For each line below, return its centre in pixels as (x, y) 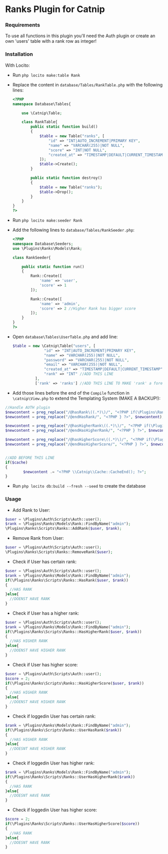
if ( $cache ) (16, 462)
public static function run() (53, 267)
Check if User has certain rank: (44, 561)
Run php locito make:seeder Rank (47, 220)
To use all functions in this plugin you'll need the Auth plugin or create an (80, 36)
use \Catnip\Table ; (42, 113)
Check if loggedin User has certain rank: (54, 716)
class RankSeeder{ (31, 257)
